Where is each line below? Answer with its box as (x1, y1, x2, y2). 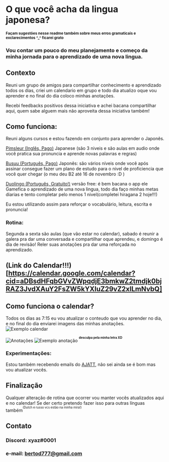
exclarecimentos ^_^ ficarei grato (6, 35, 64, 40)
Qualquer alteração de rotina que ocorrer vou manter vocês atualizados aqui (6, 395, 164, 401)
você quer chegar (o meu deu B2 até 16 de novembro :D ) (6, 171, 125, 177)
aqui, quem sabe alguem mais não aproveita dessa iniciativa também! (6, 108, 150, 114)
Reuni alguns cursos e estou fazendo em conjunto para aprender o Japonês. (6, 136, 164, 142)
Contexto (6, 69, 36, 77)
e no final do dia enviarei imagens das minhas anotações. (6, 320, 125, 326)
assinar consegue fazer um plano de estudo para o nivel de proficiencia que (6, 166, 164, 172)
